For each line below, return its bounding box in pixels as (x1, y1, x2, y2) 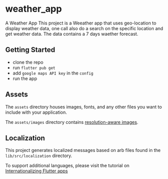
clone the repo (12, 59, 44, 65)
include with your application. (5, 109, 67, 115)
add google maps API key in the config (12, 70, 94, 76)
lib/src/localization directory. (5, 152, 72, 159)
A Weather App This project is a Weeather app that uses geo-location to (5, 20, 157, 26)
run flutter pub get (12, 64, 55, 70)
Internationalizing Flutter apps (5, 168, 68, 174)
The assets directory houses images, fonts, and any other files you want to (5, 104, 162, 110)
